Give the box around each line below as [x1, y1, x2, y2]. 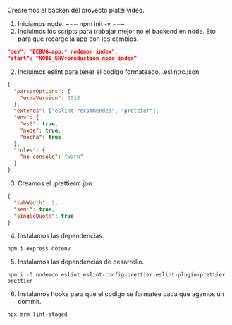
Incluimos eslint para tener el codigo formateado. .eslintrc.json [17, 67, 200, 76]
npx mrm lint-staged [7, 311, 68, 318]
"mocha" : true [20, 133, 61, 140]
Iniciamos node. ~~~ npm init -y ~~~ [17, 20, 126, 27]
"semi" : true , [13, 206, 55, 213]
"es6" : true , [20, 121, 59, 128]
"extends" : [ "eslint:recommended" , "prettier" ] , [13, 107, 159, 115]
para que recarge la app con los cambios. [17, 35, 139, 43]
